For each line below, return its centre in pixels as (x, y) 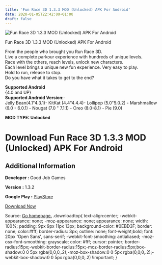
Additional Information (40, 166)
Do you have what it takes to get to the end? (50, 78)
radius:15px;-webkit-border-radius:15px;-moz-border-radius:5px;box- (76, 247)
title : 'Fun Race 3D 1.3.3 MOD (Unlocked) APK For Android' (68, 10)
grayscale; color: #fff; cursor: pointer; (86, 242)
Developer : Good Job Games (35, 178)
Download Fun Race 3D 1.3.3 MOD (76, 137)
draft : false (18, 19)
